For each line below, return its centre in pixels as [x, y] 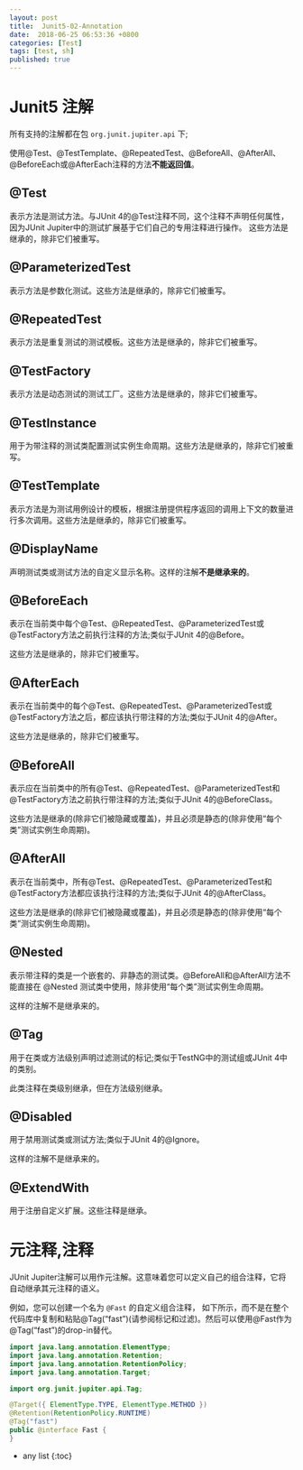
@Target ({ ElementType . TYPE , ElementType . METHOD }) [108, 1405]
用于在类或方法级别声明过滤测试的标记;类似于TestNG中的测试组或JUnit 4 [144, 1058]
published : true [40, 60]
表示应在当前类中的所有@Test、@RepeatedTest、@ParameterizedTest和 [145, 788]
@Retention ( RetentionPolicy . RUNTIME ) [80, 1413]
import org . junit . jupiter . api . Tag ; [76, 1389]
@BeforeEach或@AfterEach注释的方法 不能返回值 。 [105, 164]
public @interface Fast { [58, 1430]
